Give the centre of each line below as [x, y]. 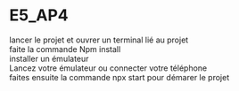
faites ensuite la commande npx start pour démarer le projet [119, 77]
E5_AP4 [39, 15]
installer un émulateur [49, 58]
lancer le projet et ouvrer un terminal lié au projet [99, 40]
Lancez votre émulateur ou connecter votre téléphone [108, 68]
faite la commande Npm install [65, 49]
